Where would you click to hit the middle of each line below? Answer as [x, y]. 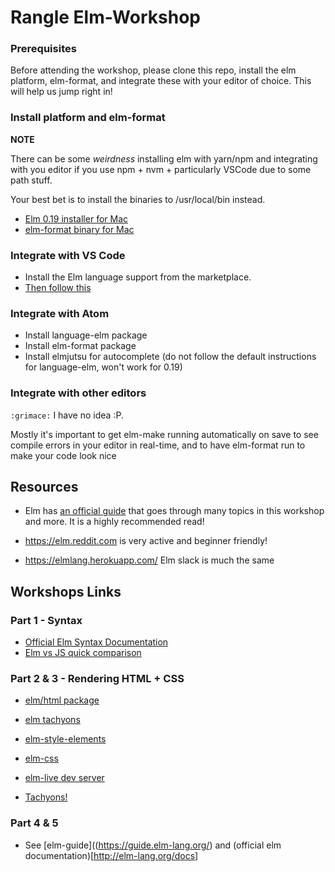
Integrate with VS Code [68, 255]
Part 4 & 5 [34, 823]
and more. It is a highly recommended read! [114, 522]
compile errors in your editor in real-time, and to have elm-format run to [158, 445]
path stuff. [31, 180]
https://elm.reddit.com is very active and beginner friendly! [146, 541]
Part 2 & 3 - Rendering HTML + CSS [97, 679]
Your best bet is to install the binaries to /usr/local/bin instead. [138, 199]
